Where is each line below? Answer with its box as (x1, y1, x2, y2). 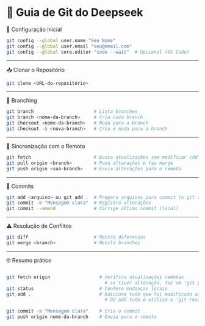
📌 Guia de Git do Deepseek (6, 5, 143, 20)
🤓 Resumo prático (6, 256, 52, 264)
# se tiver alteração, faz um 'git (104, 280, 195, 286)
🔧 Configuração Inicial (6, 26, 62, 33)
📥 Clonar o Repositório (6, 66, 65, 73)
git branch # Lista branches (6, 109, 138, 115)
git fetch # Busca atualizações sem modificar (6, 154, 187, 161)
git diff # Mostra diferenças (6, 234, 146, 241)
